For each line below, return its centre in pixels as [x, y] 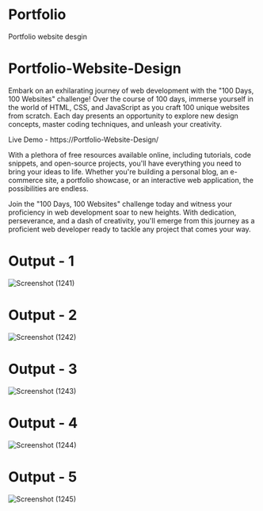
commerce [26, 180]
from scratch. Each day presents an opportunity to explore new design [124, 116]
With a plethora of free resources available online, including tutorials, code [130, 154]
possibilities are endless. [48, 189]
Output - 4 [43, 423]
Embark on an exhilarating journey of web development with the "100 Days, [131, 90]
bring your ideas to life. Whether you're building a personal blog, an [118, 171]
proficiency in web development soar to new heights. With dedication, [122, 212]
